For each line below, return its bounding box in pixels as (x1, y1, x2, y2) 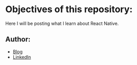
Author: (5, 35, 31, 44)
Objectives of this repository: (5, 4, 133, 15)
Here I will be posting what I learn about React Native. (5, 20, 119, 26)
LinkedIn (12, 54, 31, 60)
